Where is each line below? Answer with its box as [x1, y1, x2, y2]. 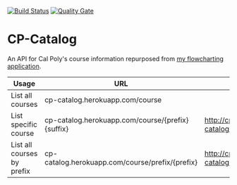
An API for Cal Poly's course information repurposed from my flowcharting [7, 54, 224, 63]
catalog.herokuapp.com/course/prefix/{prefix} [44, 157, 198, 167]
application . [7, 62, 42, 70]
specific [11, 120, 37, 129]
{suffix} [44, 124, 69, 134]
